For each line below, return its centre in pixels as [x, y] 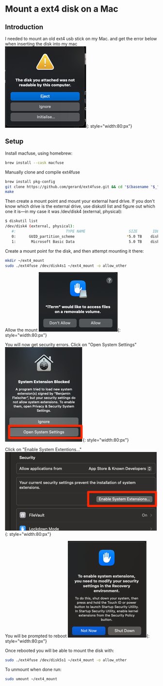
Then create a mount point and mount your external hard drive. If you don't [80, 201]
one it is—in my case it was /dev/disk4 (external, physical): [64, 212]
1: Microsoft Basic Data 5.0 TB [77, 242]
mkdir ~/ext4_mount [25, 260]
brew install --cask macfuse [34, 163]
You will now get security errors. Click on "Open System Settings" [71, 345]
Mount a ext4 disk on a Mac [62, 9]
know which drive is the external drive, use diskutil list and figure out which [80, 206]
